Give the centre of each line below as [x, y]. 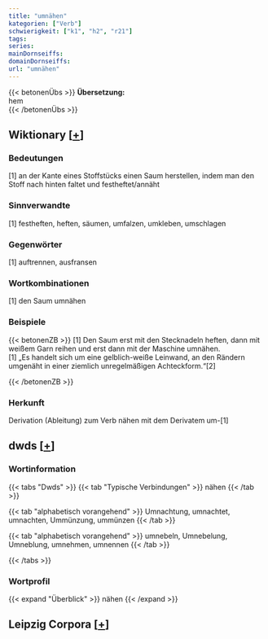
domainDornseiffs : [40, 62]
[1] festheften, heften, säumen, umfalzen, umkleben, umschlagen [117, 223]
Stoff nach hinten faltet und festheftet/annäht [84, 185]
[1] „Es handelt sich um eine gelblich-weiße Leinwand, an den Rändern [127, 357]
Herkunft [26, 402]
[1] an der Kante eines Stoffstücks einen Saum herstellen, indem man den [132, 176]
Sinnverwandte [40, 206]
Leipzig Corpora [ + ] [59, 625]
